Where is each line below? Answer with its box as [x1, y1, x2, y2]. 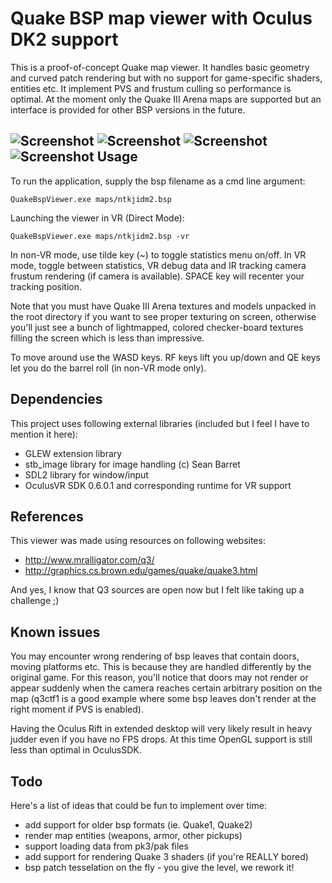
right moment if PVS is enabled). [10, 703, 144, 716]
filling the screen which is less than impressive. [10, 332, 205, 344]
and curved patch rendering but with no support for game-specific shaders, [10, 72, 323, 84]
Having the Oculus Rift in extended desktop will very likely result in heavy [10, 723, 313, 735]
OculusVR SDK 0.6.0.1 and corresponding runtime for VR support [24, 479, 292, 491]
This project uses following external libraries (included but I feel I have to [10, 417, 310, 429]
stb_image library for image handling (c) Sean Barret [24, 458, 241, 470]
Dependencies [10, 391, 103, 408]
